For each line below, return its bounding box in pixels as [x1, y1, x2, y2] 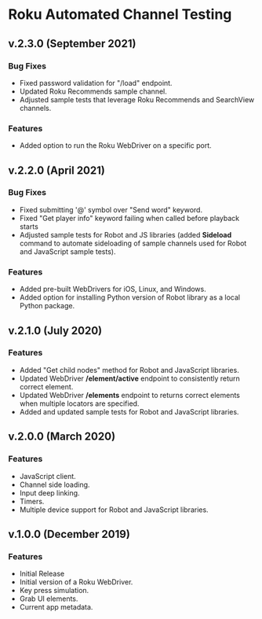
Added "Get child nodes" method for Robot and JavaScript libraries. [19, 365, 239, 374]
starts [19, 222, 39, 231]
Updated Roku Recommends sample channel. [19, 87, 167, 96]
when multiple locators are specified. [19, 399, 140, 408]
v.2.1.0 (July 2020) [8, 324, 103, 337]
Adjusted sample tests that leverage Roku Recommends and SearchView [19, 94, 255, 104]
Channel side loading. [19, 480, 90, 489]
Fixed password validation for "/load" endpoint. [19, 78, 173, 87]
